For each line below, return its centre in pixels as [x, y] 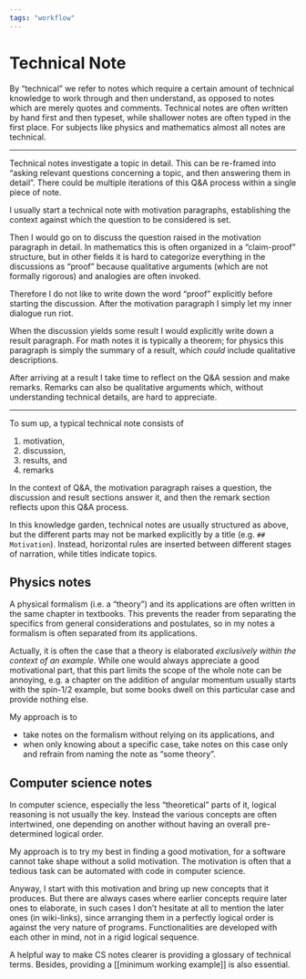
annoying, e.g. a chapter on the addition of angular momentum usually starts [153, 680]
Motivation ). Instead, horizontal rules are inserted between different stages [150, 544]
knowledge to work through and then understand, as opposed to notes [142, 98]
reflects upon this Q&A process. [69, 506]
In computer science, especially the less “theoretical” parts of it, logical [143, 805]
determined [31, 834]
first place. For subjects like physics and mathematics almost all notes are [148, 127]
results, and [45, 460]
